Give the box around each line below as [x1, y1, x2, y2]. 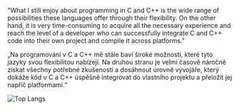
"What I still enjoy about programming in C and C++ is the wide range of [7, 6, 220, 14]
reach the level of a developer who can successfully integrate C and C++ [7, 29, 223, 37]
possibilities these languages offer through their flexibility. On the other [7, 14, 216, 22]
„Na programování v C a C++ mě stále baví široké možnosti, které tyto [7, 50, 213, 59]
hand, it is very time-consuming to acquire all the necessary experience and [7, 21, 231, 29]
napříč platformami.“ [7, 81, 68, 89]
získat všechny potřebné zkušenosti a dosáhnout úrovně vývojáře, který [7, 66, 220, 74]
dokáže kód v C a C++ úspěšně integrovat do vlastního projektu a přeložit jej [7, 73, 233, 81]
